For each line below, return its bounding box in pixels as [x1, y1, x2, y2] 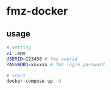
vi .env [6, 50, 26, 56]
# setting [6, 44, 32, 50]
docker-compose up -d [6, 78, 62, 85]
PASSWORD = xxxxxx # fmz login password [6, 61, 105, 67]
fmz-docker [6, 4, 68, 18]
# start [6, 72, 26, 78]
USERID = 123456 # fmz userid [6, 56, 78, 62]
